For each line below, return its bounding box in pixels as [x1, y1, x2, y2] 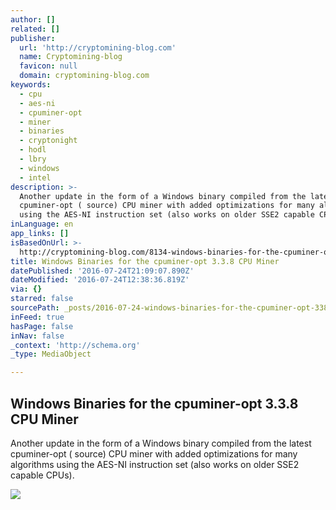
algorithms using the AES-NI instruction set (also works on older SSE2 [10, 458, 300, 470]
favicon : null [19, 61, 78, 71]
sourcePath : [10, 303, 60, 313]
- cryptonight [19, 136, 78, 146]
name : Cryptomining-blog [19, 52, 123, 62]
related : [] [10, 24, 60, 34]
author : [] [10, 14, 56, 25]
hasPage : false [10, 321, 74, 331]
